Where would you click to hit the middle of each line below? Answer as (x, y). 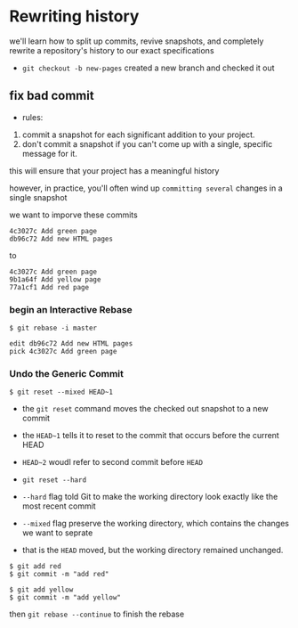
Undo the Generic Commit (67, 373)
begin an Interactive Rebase (71, 309)
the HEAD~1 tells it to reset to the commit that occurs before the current (151, 436)
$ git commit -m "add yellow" (65, 598)
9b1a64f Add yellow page (55, 279)
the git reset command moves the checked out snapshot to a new (145, 409)
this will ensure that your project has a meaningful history (114, 170)
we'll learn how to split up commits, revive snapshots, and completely (137, 41)
